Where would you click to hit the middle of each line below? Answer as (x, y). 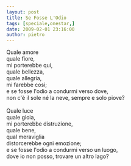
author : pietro (26, 35)
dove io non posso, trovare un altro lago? (58, 156)
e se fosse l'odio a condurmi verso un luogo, (62, 150)
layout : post (23, 12)
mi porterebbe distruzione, (40, 124)
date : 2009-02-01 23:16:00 (41, 29)
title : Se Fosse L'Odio (37, 18)
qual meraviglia (25, 137)
